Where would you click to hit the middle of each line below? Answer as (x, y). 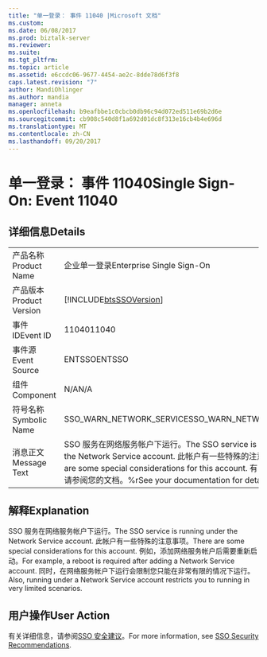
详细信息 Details (47, 232)
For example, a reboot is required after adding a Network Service (129, 561)
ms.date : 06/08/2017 (43, 30)
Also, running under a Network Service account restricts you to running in (129, 580)
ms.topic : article (39, 68)
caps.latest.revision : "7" (53, 82)
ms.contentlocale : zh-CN (49, 134)
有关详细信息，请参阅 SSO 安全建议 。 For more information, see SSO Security (133, 636)
